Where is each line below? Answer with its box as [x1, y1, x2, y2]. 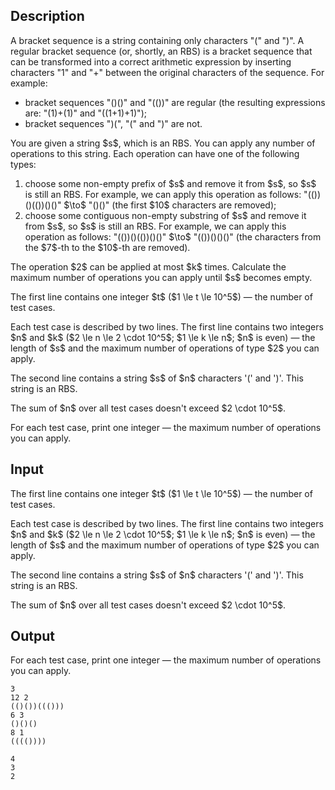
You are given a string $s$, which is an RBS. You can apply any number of [10, 137, 316, 149]
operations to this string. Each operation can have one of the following [10, 147, 300, 159]
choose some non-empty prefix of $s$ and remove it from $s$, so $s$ [24, 177, 317, 189]
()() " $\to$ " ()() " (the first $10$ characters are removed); [44, 199, 277, 211]
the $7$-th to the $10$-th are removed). [24, 241, 191, 253]
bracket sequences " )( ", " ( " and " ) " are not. [24, 117, 203, 129]
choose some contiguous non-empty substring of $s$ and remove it [24, 209, 307, 221]
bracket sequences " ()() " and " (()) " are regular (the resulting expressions [24, 96, 326, 108]
